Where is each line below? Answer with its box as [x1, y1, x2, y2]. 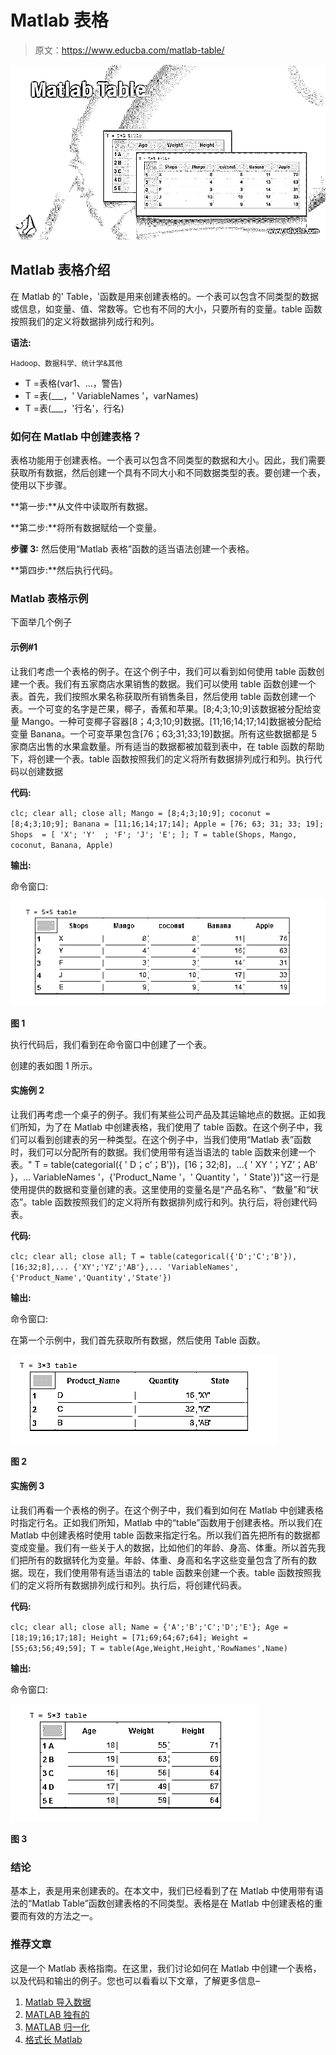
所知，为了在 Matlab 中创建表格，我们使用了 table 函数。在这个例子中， [18, 1121, 315, 1133]
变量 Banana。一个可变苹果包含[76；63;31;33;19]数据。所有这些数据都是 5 [10, 727, 318, 740]
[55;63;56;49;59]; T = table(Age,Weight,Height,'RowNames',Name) [10, 1643, 288, 1653]
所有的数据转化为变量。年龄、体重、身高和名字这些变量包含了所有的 [27, 1554, 308, 1566]
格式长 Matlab [24, 2033, 83, 2045]
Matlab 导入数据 [24, 1996, 92, 2008]
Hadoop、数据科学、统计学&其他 [10, 358, 123, 368]
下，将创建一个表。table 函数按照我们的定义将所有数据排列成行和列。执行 [10, 752, 314, 765]
